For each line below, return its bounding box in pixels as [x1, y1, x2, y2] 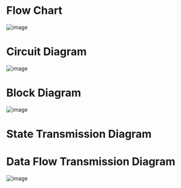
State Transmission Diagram [6, 128, 152, 141]
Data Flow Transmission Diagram [6, 155, 176, 169]
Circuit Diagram [6, 45, 87, 59]
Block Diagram [6, 86, 82, 100]
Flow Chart [6, 4, 62, 18]
